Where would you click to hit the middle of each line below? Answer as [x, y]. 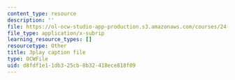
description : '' [31, 20]
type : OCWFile [28, 59]
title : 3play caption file [47, 53]
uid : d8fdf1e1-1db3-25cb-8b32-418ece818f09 [72, 65]
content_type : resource [42, 14]
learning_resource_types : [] [50, 40]
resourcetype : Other [37, 46]
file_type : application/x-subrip [56, 33]
